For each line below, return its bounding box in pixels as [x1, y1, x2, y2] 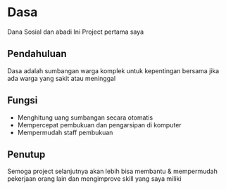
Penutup [7, 148, 46, 160]
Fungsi [7, 94, 38, 106]
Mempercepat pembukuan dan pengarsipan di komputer [17, 120, 182, 129]
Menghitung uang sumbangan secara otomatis [17, 113, 153, 122]
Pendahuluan [7, 48, 67, 60]
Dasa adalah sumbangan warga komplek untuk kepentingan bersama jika [7, 66, 220, 75]
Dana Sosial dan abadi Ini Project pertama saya [7, 27, 144, 36]
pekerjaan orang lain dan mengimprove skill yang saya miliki [7, 175, 182, 183]
